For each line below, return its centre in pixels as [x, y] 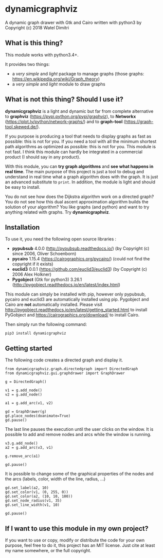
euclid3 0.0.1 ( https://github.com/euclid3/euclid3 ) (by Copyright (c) [80, 269]
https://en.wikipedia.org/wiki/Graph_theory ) [56, 79]
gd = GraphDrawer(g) [26, 412]
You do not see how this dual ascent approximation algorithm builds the [77, 201]
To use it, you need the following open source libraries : [61, 239]
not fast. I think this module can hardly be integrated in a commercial [74, 152]
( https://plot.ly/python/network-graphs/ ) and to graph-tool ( [65, 121]
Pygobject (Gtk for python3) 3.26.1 [47, 279]
